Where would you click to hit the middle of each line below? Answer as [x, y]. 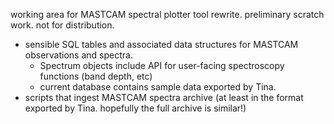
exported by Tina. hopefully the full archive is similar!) [135, 108]
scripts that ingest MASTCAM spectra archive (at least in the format [164, 97]
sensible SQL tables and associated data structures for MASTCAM [161, 44]
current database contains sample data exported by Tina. [158, 87]
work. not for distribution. [62, 25]
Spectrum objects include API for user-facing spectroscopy [162, 65]
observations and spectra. [78, 55]
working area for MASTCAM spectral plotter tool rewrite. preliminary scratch [167, 14]
